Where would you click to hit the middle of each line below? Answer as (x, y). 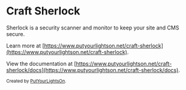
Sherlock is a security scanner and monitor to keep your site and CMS (93, 28)
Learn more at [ (25, 46)
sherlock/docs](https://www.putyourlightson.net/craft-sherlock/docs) (92, 70)
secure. (16, 34)
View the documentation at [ (41, 64)
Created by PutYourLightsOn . (36, 81)
